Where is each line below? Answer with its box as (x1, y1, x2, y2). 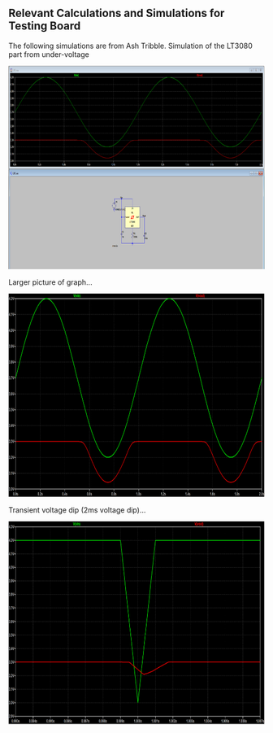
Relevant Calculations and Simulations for (8, 7, 225, 20)
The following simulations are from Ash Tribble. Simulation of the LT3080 (8, 41, 253, 50)
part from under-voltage (8, 49, 89, 59)
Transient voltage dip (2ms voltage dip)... (8, 504, 146, 515)
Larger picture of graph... (8, 277, 93, 287)
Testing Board (8, 20, 81, 33)
